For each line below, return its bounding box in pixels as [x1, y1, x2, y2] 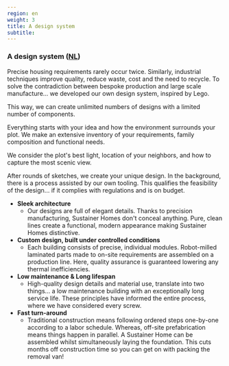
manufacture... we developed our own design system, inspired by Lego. [7, 89, 210, 97]
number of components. [7, 110, 75, 118]
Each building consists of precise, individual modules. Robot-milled [27, 243, 217, 251]
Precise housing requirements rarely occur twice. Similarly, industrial [7, 67, 201, 75]
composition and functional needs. [7, 138, 105, 146]
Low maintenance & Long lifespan [16, 272, 116, 280]
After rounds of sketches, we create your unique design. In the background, [7, 171, 221, 180]
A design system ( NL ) [7, 52, 81, 62]
